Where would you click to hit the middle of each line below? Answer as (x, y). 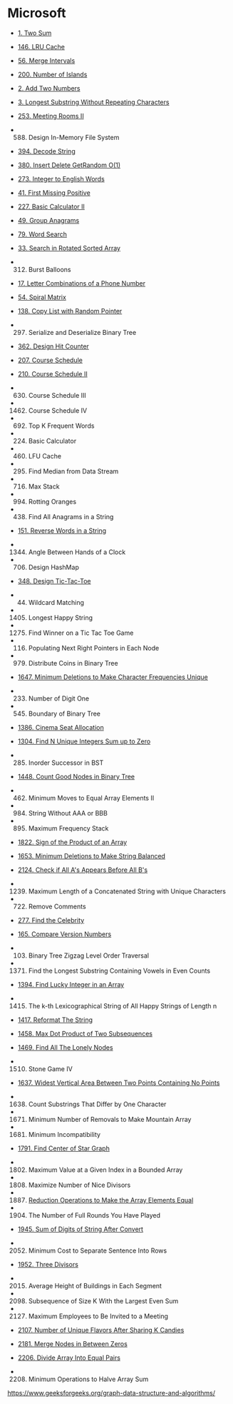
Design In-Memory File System (74, 137)
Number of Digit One (59, 698)
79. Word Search (42, 234)
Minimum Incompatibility (64, 1134)
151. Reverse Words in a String (62, 531)
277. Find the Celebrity (51, 920)
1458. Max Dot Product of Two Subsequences (85, 1033)
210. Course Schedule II (52, 373)
